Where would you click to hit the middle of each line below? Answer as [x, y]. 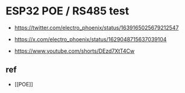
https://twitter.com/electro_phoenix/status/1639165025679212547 [96, 28]
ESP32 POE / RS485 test [67, 11]
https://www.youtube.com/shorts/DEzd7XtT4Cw [74, 51]
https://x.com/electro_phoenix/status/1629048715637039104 [90, 39]
